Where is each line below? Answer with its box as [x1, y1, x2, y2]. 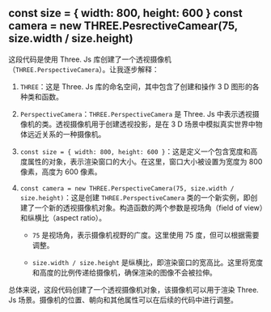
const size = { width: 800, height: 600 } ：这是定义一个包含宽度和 [19, 146, 251, 156]
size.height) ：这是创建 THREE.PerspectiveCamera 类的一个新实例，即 [19, 192, 251, 202]
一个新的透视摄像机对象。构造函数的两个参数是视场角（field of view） [34, 203, 264, 212]
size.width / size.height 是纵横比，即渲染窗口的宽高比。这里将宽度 [32, 257, 264, 267]
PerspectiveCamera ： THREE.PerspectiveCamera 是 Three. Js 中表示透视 [19, 109, 252, 118]
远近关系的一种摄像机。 [27, 129, 106, 139]
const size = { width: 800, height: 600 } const [8, 6, 243, 20]
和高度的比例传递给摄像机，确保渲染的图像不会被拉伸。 [32, 267, 217, 277]
